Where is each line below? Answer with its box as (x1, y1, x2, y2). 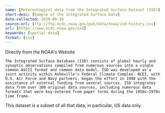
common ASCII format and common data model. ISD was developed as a (5, 67, 151, 72)
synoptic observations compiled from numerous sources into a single (5, 63, 154, 68)
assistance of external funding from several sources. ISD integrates (5, 80, 156, 85)
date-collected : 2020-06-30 (5, 16, 64, 21)
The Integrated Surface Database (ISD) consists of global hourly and (5, 58, 156, 63)
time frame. (5, 93, 30, 98)
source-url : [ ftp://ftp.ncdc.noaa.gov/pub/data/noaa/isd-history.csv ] (5, 21, 156, 26)
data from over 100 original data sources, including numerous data (5, 84, 151, 90)
